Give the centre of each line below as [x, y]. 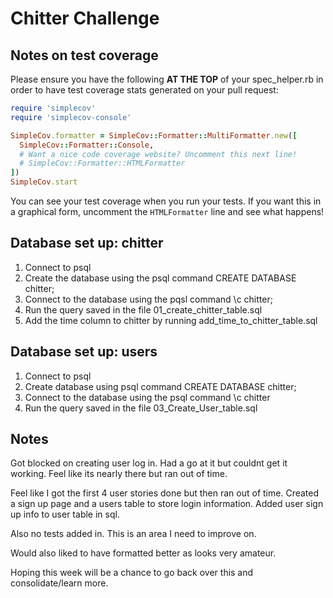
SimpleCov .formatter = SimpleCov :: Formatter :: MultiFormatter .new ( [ [154, 135]
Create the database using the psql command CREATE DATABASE [160, 278]
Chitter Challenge [85, 18]
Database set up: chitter [87, 243]
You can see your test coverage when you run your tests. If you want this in [166, 201]
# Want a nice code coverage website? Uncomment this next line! [158, 154]
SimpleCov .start [44, 182]
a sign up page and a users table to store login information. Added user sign [167, 504]
